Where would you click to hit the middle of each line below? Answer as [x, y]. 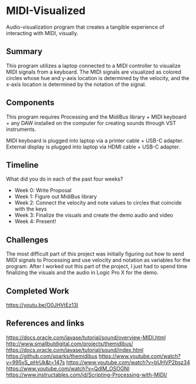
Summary [24, 52]
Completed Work [37, 291]
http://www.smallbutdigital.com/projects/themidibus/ [70, 344]
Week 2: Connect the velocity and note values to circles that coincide [98, 203]
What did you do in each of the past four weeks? [65, 179]
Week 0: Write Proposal [43, 191]
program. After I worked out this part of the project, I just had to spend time [97, 267]
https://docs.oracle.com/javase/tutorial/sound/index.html [75, 350]
